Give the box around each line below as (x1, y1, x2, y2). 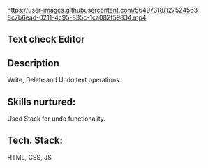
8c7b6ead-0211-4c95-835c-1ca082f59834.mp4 (7, 13, 147, 22)
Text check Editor (7, 33, 85, 45)
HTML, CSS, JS (7, 153, 52, 161)
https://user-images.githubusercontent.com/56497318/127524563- (7, 6, 201, 14)
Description (7, 57, 59, 69)
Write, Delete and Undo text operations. (7, 76, 121, 84)
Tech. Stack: (7, 135, 63, 146)
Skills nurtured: (7, 96, 76, 107)
